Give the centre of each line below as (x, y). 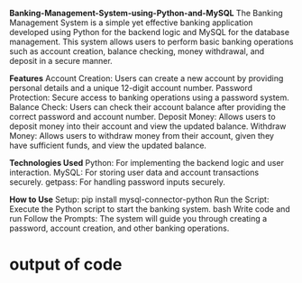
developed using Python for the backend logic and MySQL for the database (150, 32)
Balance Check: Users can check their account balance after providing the (148, 107)
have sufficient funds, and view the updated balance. (108, 145)
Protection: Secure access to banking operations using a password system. (150, 97)
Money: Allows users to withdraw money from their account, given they (142, 136)
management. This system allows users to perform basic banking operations (151, 41)
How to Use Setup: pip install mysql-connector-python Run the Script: (139, 199)
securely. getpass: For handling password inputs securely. (117, 182)
